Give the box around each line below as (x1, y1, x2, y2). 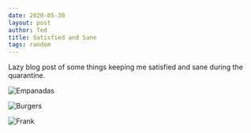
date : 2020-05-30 (8, 11, 66, 20)
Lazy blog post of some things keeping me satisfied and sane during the (8, 62, 243, 72)
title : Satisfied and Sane (8, 33, 97, 42)
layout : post (8, 19, 51, 27)
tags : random (8, 41, 51, 49)
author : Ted (8, 26, 47, 34)
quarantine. (8, 71, 46, 80)
